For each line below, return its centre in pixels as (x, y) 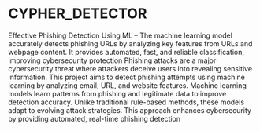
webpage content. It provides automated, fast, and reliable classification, (126, 52)
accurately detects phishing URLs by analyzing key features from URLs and (130, 43)
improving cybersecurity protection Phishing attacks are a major (112, 60)
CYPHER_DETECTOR (78, 14)
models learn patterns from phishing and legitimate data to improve (117, 93)
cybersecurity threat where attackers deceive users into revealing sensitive (130, 68)
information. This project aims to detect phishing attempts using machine (127, 77)
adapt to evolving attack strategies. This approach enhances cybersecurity (130, 110)
